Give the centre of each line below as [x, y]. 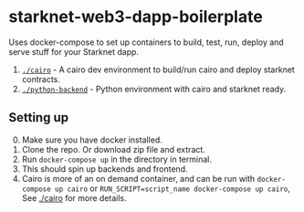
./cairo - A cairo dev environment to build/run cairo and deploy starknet [158, 69]
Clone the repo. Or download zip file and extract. [114, 149]
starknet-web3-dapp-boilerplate [136, 17]
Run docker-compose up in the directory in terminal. [116, 159]
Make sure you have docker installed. [92, 140]
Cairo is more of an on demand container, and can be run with [138, 178]
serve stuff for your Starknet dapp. [73, 51]
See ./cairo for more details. [74, 197]
